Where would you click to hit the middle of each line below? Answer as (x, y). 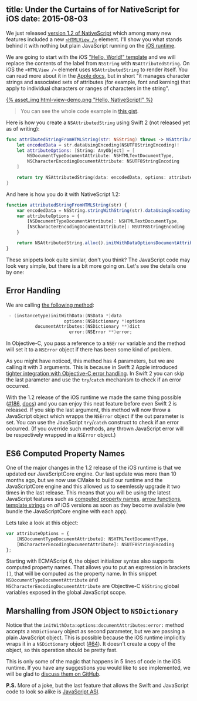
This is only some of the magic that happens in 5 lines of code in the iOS (94, 662)
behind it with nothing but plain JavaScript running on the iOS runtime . (91, 45)
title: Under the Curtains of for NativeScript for (93, 10)
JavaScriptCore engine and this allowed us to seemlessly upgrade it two (93, 486)
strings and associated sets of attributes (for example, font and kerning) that (98, 82)
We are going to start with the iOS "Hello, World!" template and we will (91, 57)
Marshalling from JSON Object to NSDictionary (92, 611)
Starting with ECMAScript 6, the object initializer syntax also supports (90, 561)
